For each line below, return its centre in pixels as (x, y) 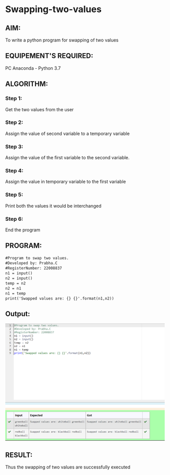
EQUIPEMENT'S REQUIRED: (49, 56)
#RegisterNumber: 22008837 (34, 268)
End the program (23, 230)
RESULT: (19, 455)
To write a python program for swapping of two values (62, 40)
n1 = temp (16, 293)
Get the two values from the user (40, 109)
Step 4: (14, 171)
